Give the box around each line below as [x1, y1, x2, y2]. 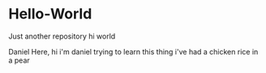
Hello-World [8, 5, 92, 23]
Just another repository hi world [8, 31, 116, 41]
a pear [8, 55, 30, 65]
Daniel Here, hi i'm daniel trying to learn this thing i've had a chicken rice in [8, 47, 259, 56]
